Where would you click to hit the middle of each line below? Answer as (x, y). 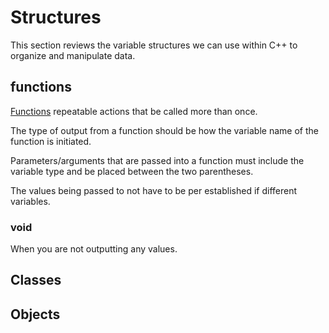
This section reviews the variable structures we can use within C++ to (154, 45)
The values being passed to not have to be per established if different (154, 190)
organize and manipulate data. (73, 55)
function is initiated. (51, 141)
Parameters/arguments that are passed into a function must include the (157, 160)
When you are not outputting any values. (94, 249)
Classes (36, 280)
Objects (35, 314)
